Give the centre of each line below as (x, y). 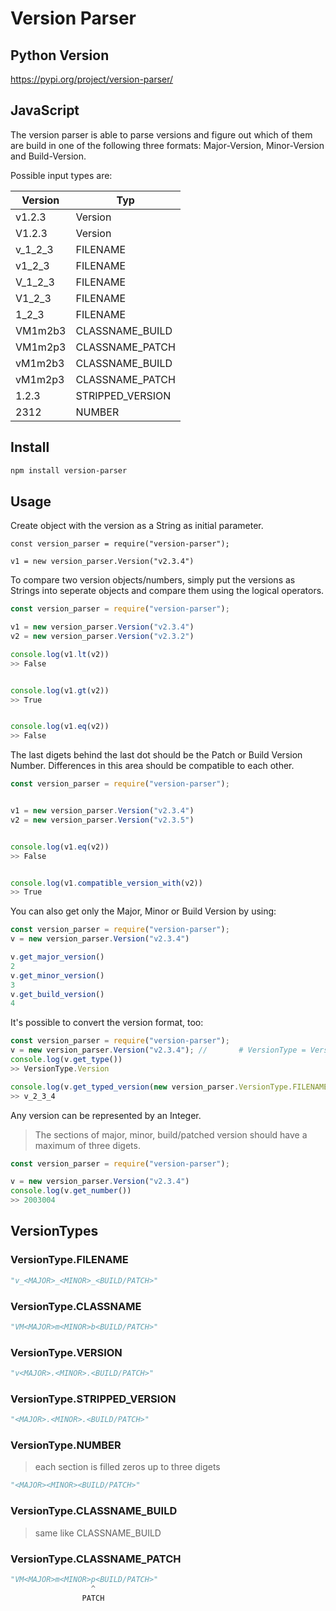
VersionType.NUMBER (66, 1445)
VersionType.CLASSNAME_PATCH (96, 1559)
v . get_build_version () (57, 994)
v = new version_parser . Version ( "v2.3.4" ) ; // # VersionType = (158, 1050)
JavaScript (45, 110)
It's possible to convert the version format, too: (107, 1023)
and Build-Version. (48, 156)
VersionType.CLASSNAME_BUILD (94, 1511)
